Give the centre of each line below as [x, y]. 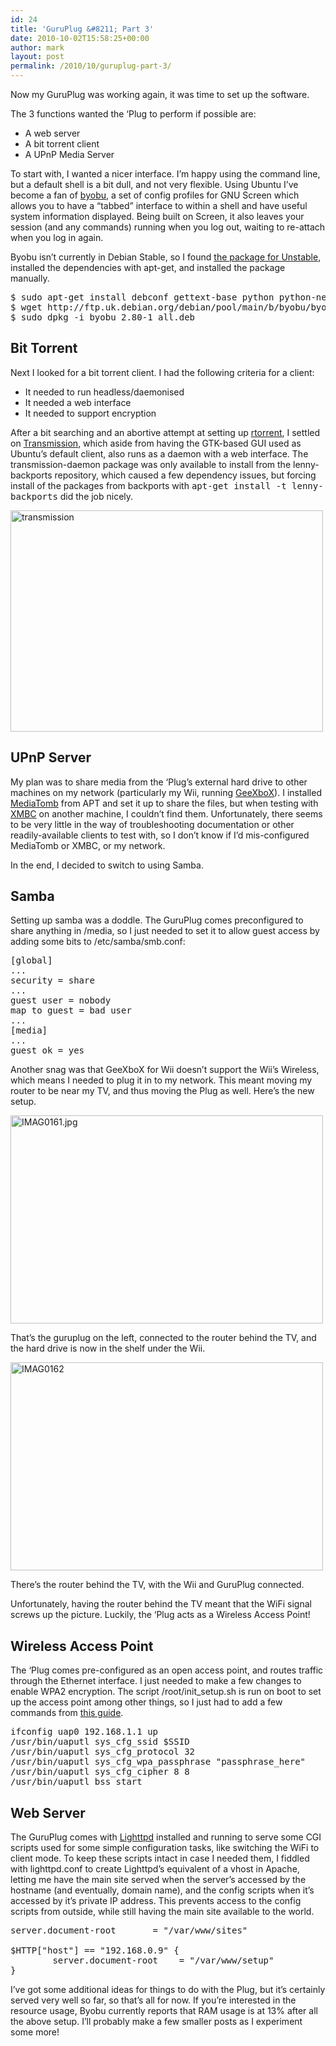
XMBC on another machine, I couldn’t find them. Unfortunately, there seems [166, 813]
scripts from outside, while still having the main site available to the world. [162, 1912]
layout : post [37, 57]
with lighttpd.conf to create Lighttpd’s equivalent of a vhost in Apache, [155, 1869]
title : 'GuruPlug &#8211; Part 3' [82, 29]
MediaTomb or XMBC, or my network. [88, 845]
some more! [35, 2032]
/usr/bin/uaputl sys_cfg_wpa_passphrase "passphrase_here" [158, 1762]
